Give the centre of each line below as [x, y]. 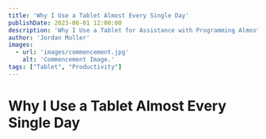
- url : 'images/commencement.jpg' [72, 52]
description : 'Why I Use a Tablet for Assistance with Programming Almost [134, 30]
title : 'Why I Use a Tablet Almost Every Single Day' [99, 15]
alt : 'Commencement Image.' [68, 60]
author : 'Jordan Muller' [49, 38]
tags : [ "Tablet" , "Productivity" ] [65, 67]
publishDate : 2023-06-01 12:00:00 [65, 23]
